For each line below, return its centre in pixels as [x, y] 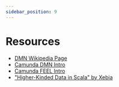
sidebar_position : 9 [32, 12]
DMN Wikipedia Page [41, 58]
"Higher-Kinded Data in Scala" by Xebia [63, 77]
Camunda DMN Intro [40, 64]
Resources [33, 41]
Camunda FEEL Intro [40, 71]
